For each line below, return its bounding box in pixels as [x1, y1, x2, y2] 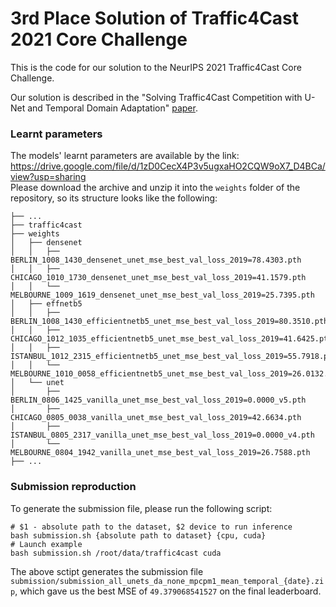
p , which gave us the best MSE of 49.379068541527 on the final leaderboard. [10, 585, 322, 597]
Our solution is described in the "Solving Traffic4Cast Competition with [10, 91, 303, 103]
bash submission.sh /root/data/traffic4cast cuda [10, 548, 222, 558]
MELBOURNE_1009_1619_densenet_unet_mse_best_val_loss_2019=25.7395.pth [10, 290, 315, 301]
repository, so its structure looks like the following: [10, 192, 218, 204]
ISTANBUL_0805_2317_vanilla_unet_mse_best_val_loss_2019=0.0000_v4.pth [10, 430, 315, 441]
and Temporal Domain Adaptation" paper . [27, 102, 198, 114]
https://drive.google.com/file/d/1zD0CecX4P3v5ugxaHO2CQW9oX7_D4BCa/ [10, 160, 326, 172]
